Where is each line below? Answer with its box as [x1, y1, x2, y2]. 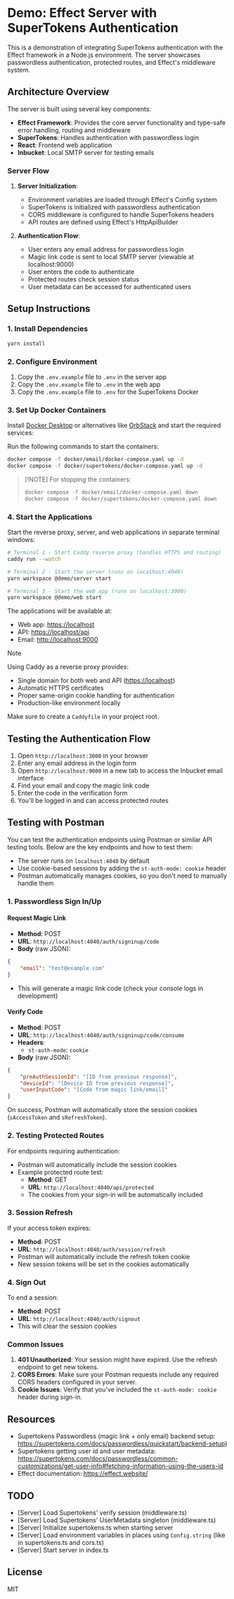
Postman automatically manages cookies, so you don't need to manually [17, 871, 227, 880]
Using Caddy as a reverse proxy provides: [7, 663, 129, 671]
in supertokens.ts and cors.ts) [17, 1538, 104, 1547]
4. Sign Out [7, 1277, 46, 1287]
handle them [17, 878, 54, 887]
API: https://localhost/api [17, 628, 90, 636]
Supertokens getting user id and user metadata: [17, 1447, 156, 1455]
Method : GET [27, 1175, 68, 1184]
